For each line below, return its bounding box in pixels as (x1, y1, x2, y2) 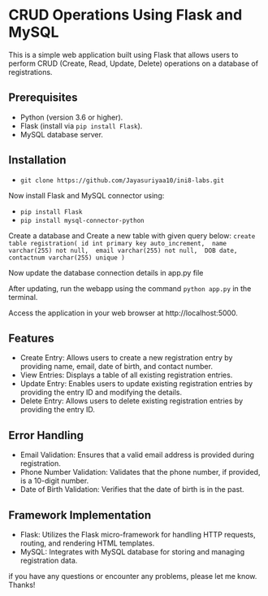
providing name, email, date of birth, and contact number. (19, 362, 214, 372)
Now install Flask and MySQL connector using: (8, 190, 165, 200)
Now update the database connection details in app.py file (8, 268, 204, 277)
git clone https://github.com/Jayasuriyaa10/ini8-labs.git (19, 176, 225, 185)
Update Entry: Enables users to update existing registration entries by (19, 379, 253, 389)
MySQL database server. (19, 129, 104, 139)
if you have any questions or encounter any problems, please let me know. (8, 572, 257, 581)
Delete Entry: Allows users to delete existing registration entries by (19, 396, 244, 406)
